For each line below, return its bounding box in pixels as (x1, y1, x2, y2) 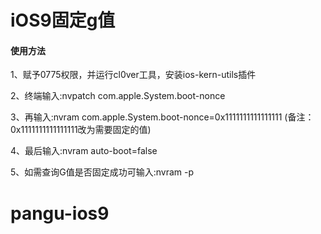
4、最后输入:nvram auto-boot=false (10, 145, 158, 157)
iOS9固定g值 (10, 9, 116, 32)
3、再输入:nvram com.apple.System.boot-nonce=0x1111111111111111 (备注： (10, 111, 315, 123)
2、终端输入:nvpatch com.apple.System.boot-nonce (10, 90, 226, 102)
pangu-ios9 (10, 202, 110, 225)
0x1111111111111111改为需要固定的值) (10, 124, 152, 136)
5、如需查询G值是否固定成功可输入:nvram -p (10, 166, 195, 178)
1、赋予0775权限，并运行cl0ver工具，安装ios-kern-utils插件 (10, 69, 257, 81)
